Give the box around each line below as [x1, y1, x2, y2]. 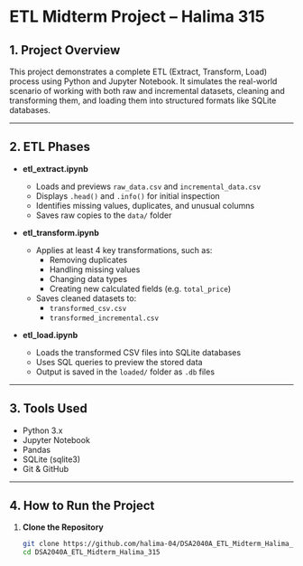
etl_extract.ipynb [22, 163, 88, 174]
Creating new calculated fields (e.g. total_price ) [49, 283, 232, 294]
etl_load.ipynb [22, 329, 78, 340]
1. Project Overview [9, 42, 121, 58]
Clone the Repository [22, 522, 104, 533]
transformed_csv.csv [49, 304, 127, 313]
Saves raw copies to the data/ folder [35, 210, 172, 221]
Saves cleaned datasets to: [35, 292, 137, 304]
